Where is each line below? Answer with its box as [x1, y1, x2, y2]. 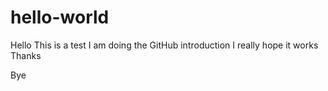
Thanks [10, 49, 42, 61]
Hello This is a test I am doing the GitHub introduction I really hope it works [10, 39, 319, 51]
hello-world [10, 6, 110, 29]
